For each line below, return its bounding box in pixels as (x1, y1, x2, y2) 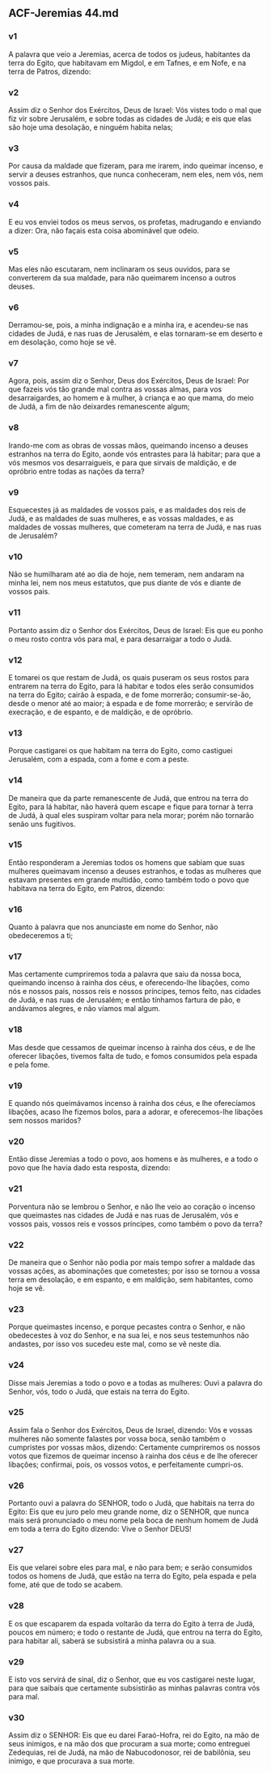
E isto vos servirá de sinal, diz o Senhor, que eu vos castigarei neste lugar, (8, 1674, 256, 1684)
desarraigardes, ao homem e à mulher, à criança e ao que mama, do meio (8, 393, 254, 403)
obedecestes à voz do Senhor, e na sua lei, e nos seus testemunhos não (8, 1330, 249, 1340)
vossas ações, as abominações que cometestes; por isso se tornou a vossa (8, 1266, 260, 1275)
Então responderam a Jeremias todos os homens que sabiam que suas (8, 857, 245, 867)
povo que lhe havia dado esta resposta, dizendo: (8, 1163, 171, 1172)
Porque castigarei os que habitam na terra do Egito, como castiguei (8, 746, 233, 756)
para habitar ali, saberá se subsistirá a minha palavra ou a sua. (8, 1635, 217, 1645)
